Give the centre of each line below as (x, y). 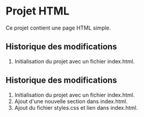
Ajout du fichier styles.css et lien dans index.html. (76, 107)
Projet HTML (38, 11)
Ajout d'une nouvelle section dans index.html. (71, 101)
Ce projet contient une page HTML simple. (58, 28)
